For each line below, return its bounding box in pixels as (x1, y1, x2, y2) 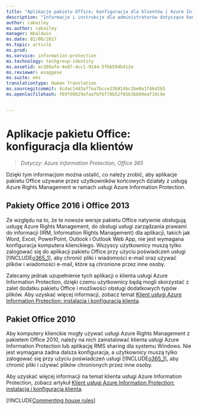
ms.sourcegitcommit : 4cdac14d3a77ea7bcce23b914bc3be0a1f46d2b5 (6, 86, 166, 92)
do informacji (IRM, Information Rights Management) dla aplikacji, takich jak (6, 229, 191, 236)
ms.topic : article (6, 42, 52, 48)
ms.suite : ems (6, 75, 41, 81)
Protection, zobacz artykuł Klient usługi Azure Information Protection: (6, 379, 175, 386)
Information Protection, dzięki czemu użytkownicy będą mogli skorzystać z (6, 278, 190, 285)
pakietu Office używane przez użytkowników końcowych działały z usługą (6, 177, 188, 184)
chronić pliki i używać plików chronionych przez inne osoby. (6, 361, 153, 369)
